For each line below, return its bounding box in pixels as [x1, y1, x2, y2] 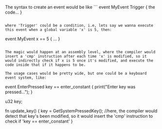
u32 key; [5, 99, 23, 104]
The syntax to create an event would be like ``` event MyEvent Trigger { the [5, 4, 155, 10]
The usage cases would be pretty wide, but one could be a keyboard [5, 71, 147, 76]
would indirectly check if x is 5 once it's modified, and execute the [5, 58, 153, 63]
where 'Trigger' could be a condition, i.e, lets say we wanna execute [5, 23, 153, 28]
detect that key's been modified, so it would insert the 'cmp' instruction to [5, 113, 153, 119]
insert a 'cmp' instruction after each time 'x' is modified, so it [5, 54, 147, 59]
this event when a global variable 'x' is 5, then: [5, 27, 112, 32]
